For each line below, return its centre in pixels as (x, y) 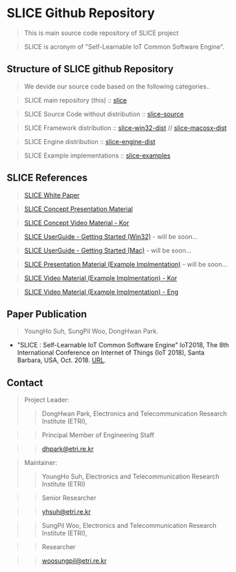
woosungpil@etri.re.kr (74, 561)
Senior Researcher (69, 498)
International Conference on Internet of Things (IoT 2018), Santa (111, 353)
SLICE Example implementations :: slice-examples (97, 155)
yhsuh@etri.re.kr (66, 512)
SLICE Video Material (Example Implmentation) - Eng (101, 292)
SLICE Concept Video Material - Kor (76, 223)
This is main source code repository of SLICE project (101, 33)
